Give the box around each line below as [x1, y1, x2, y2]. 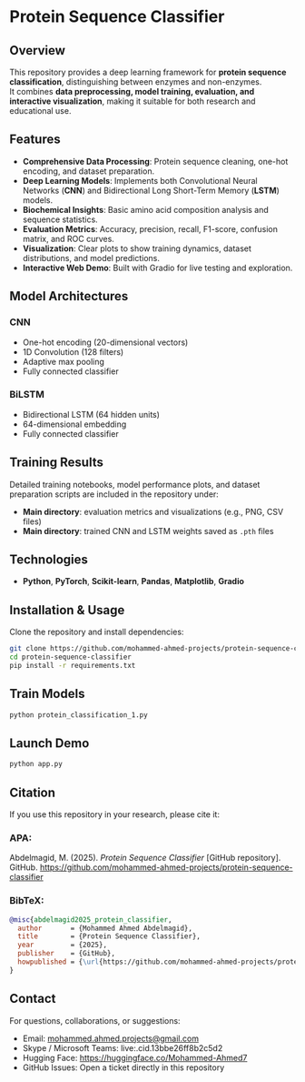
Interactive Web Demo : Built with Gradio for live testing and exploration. [22, 262, 293, 273]
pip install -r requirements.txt [9, 661, 136, 670]
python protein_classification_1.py [9, 710, 148, 720]
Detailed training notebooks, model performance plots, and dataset [9, 479, 261, 490]
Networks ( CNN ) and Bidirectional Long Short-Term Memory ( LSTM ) [22, 185, 280, 196]
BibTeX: [9, 895, 44, 907]
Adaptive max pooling [22, 356, 104, 367]
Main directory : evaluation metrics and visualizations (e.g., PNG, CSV [22, 506, 284, 517]
